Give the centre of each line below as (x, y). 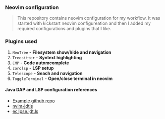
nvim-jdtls (23, 106)
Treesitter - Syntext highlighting (47, 57)
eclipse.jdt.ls (25, 111)
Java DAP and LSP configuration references (51, 90)
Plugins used (21, 41)
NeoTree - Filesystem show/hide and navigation (62, 52)
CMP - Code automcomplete (41, 63)
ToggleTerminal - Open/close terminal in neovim (62, 79)
